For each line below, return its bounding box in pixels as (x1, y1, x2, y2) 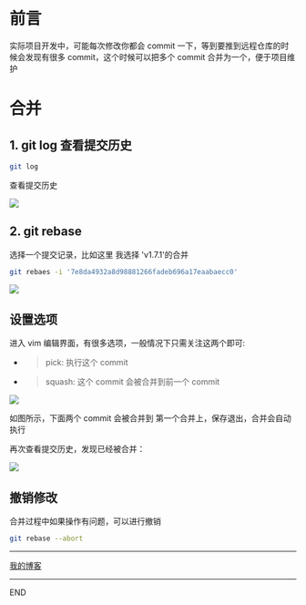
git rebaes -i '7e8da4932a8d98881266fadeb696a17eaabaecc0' (9, 267, 239, 276)
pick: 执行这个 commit (45, 357, 129, 368)
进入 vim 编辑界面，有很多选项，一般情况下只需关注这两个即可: (9, 338, 246, 349)
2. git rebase (9, 224, 82, 240)
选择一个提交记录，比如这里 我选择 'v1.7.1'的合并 (9, 249, 189, 260)
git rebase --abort (9, 534, 84, 543)
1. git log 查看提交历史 (9, 138, 132, 153)
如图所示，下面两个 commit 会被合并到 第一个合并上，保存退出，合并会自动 (9, 413, 291, 424)
